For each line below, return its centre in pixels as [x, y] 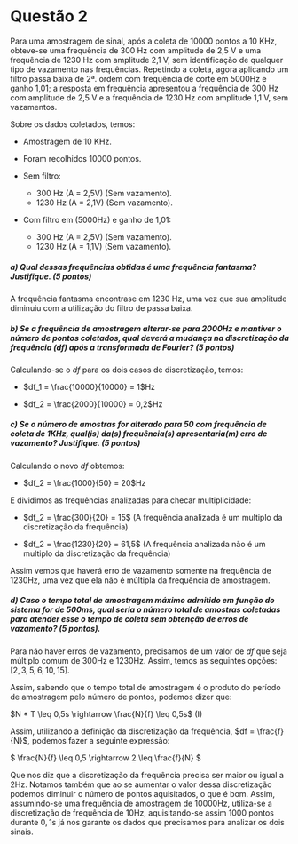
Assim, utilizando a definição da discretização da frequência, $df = [133, 731]
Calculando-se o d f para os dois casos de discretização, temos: [127, 370]
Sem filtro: [42, 176]
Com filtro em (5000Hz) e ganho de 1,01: [97, 219]
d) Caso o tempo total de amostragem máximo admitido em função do [142, 601]
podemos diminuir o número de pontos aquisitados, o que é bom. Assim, [143, 793]
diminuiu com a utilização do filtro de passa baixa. [102, 307]
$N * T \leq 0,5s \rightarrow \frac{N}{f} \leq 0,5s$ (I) [106, 713]
